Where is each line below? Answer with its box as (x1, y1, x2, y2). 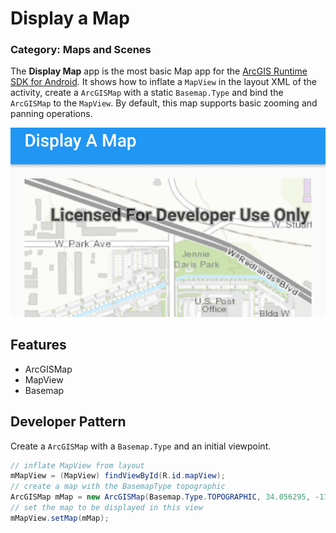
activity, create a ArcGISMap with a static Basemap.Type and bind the (10, 87, 284, 99)
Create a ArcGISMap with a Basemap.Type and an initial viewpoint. (10, 440, 272, 452)
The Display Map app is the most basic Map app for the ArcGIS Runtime (10, 65, 308, 77)
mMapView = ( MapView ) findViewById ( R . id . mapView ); (10, 471, 226, 481)
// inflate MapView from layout (10, 460, 145, 471)
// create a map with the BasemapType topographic (10, 482, 226, 492)
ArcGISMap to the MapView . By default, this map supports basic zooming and (10, 97, 318, 109)
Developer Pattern (10, 413, 127, 431)
